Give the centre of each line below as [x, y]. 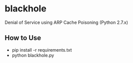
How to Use [23, 38]
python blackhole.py [33, 55]
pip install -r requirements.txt [42, 50]
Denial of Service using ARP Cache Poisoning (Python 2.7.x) [66, 22]
